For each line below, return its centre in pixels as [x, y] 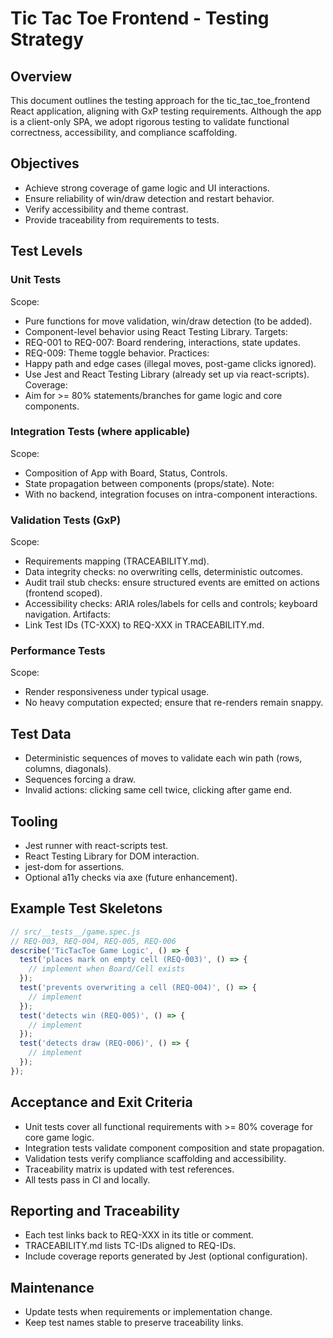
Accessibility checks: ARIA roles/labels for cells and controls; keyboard [171, 604]
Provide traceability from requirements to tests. [122, 219]
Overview [41, 76]
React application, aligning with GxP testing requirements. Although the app [166, 111]
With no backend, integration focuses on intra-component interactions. [171, 494]
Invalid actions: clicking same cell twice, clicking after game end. [158, 790]
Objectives [45, 163]
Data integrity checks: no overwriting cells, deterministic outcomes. [163, 572]
